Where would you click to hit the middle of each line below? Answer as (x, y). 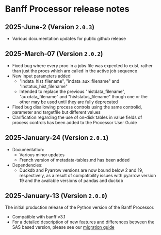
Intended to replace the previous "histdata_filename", (72, 91)
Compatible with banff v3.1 (39, 217)
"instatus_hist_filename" (43, 86)
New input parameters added (41, 76)
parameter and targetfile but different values (56, 112)
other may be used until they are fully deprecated (69, 102)
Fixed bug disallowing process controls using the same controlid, (77, 107)
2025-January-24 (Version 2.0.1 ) (57, 138)
